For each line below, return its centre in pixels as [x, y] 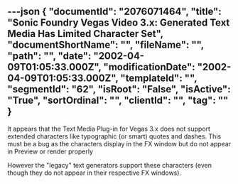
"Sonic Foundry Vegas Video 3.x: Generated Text [119, 23]
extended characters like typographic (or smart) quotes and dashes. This [114, 136]
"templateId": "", [159, 79]
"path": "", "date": [49, 56]
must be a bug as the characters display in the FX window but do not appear [119, 144]
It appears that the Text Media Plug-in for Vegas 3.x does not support [109, 129]
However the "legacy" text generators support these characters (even [109, 165]
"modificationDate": [149, 67]
